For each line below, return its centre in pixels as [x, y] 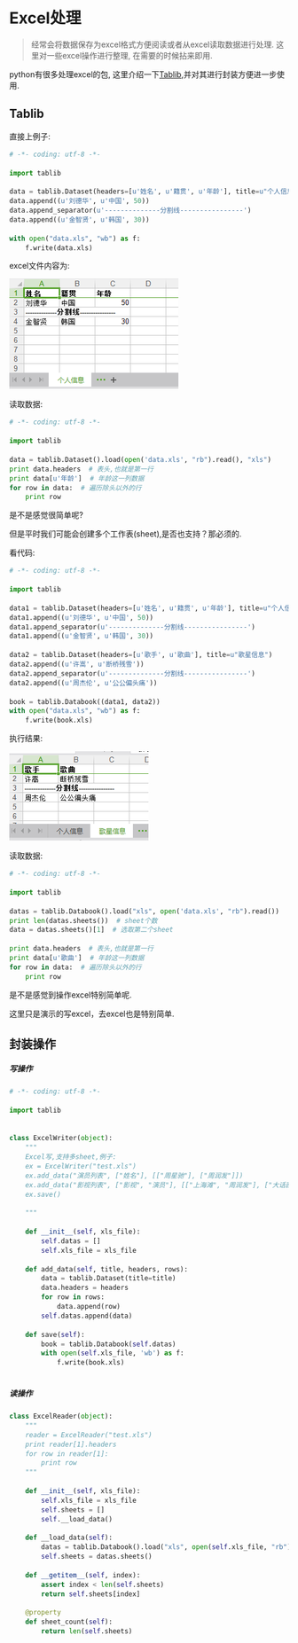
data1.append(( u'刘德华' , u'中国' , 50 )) [81, 617]
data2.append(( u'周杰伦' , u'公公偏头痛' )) [83, 683]
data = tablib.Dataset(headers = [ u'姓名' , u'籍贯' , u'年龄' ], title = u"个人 [145, 192]
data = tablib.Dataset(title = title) [109, 1279]
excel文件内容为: [39, 266]
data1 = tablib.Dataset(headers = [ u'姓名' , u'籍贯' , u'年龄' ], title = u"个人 [147, 608]
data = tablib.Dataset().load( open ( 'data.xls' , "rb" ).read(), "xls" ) [141, 459]
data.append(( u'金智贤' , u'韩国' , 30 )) [79, 219]
